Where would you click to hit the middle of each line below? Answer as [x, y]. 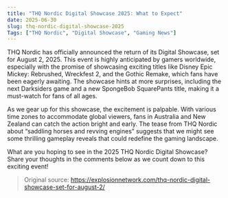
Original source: [47, 180]
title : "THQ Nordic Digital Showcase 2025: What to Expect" [95, 13]
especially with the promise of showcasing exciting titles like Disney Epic [110, 67]
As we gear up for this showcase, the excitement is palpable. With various [112, 109]
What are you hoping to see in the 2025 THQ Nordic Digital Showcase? [107, 152]
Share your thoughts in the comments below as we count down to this [106, 159]
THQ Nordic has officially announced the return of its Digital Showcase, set [113, 52]
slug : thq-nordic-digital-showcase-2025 [66, 26]
